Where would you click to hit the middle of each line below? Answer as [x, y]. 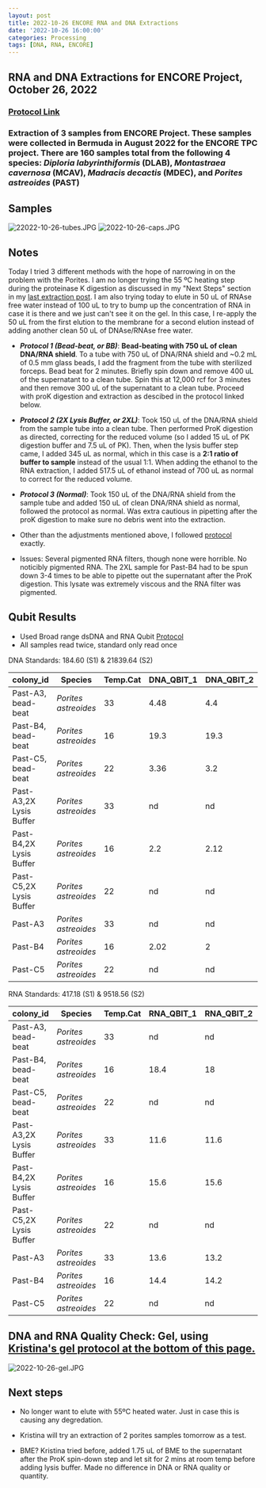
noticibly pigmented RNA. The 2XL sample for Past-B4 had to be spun [134, 567]
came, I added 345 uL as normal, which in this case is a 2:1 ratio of [129, 453]
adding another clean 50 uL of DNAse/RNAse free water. [101, 330]
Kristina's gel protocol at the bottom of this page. [132, 1349]
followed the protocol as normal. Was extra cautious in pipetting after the [139, 511]
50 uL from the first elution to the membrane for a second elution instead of [131, 322]
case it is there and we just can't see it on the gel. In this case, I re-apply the [133, 313]
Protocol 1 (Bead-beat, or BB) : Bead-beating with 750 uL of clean [128, 345]
